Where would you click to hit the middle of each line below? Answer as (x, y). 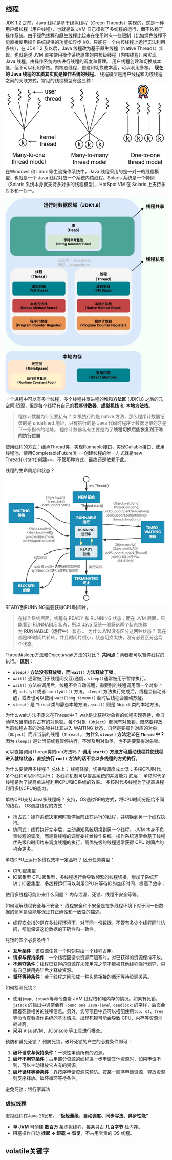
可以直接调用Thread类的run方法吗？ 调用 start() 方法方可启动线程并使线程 (84, 752)
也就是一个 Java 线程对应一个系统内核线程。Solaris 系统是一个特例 (84, 178)
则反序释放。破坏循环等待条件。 (46, 1078)
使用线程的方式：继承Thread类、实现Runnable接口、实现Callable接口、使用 (85, 447)
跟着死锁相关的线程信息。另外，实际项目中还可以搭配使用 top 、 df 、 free (88, 1011)
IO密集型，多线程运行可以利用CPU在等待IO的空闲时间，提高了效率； (94, 883)
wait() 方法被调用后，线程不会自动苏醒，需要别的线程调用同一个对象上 (88, 685)
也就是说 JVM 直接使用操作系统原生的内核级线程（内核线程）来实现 (85, 54)
